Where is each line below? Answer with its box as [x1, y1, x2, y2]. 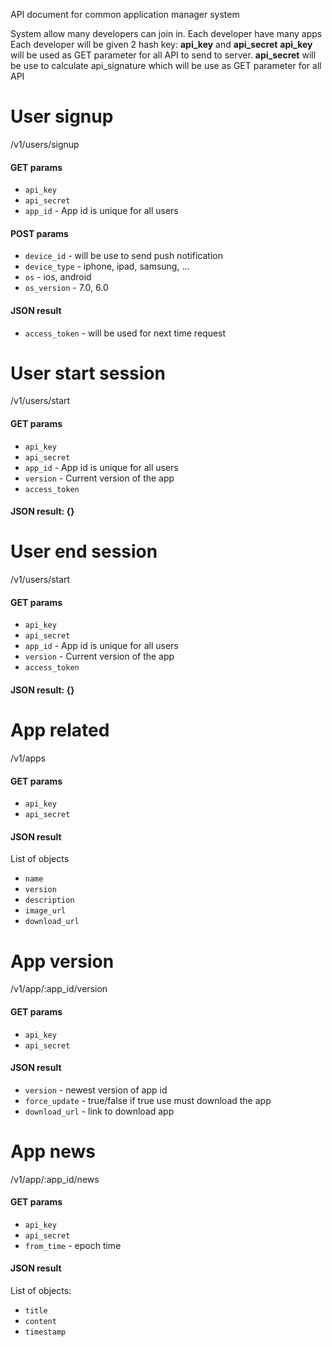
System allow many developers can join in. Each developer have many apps [10, 28, 323, 39]
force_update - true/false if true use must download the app [24, 1094, 272, 1106]
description [24, 895, 75, 906]
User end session [10, 540, 158, 563]
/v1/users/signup [10, 138, 80, 150]
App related [10, 719, 110, 742]
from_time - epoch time [24, 1239, 122, 1251]
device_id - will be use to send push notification [24, 250, 223, 262]
